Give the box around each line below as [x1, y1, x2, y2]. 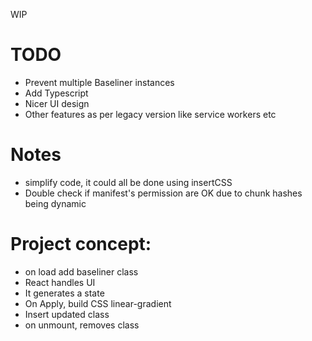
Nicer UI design [24, 97, 90, 109]
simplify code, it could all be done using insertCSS [24, 176, 233, 188]
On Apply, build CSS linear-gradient [24, 297, 172, 309]
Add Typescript [24, 87, 89, 99]
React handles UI [24, 276, 96, 288]
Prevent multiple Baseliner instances [24, 76, 175, 88]
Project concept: [10, 233, 152, 256]
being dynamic [24, 197, 87, 209]
